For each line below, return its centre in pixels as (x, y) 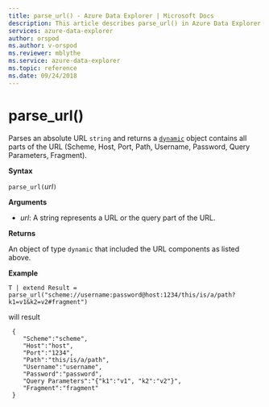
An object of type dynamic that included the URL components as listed (124, 249)
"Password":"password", (63, 374)
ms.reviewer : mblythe (45, 53)
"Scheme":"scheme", (56, 338)
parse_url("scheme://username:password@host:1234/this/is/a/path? (122, 295)
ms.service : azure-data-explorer (64, 61)
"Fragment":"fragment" (61, 388)
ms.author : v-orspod (43, 46)
